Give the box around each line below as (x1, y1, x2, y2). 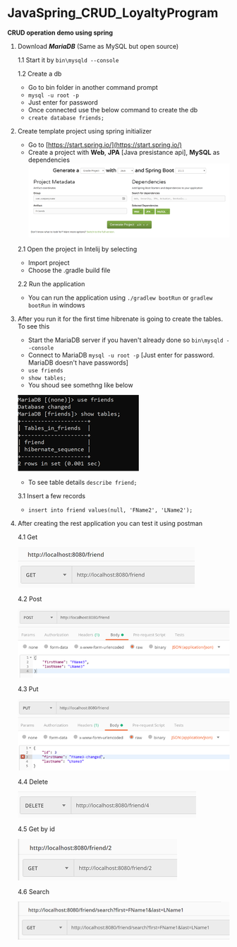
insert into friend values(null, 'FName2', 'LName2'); (28, 507, 193, 514)
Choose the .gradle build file (28, 266, 111, 274)
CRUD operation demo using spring (7, 28, 114, 37)
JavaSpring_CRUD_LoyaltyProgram (7, 5, 219, 21)
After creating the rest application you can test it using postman (17, 519, 203, 527)
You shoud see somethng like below (28, 380, 133, 389)
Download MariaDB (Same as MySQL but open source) (17, 42, 179, 50)
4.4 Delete (17, 777, 48, 786)
